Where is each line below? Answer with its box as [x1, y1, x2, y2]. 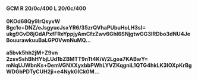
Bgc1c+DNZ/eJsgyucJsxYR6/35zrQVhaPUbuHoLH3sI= [6, 24, 146, 31]
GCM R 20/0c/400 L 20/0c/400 [6, 5, 86, 12]
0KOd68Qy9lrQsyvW [6, 18, 61, 25]
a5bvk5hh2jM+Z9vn [6, 49, 58, 56]
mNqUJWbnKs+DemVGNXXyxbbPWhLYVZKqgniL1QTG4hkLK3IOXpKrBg [6, 62, 192, 69]
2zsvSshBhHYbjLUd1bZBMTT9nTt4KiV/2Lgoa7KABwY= [6, 56, 149, 63]
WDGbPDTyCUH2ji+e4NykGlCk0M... [6, 68, 100, 75]
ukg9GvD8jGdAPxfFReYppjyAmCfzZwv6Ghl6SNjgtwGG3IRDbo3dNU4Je [6, 30, 190, 38]
